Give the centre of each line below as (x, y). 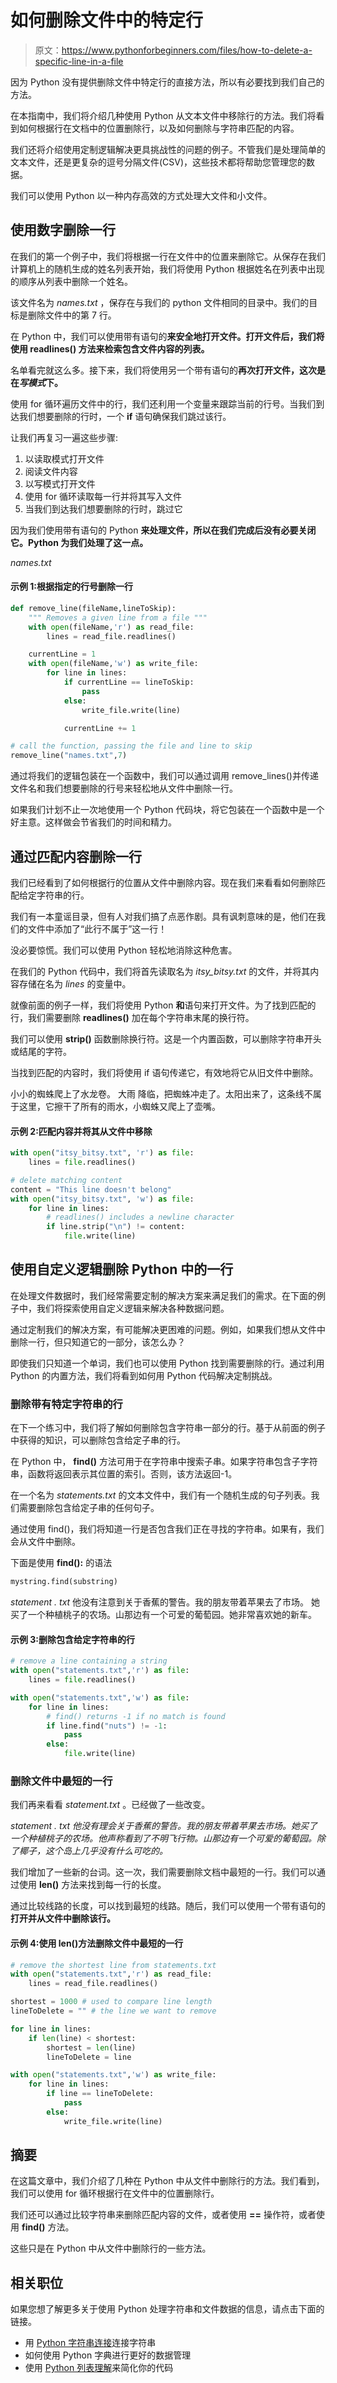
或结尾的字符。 (41, 1052)
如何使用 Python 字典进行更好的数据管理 (108, 2355)
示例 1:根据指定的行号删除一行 (72, 587)
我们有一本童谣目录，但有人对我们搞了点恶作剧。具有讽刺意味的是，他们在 (163, 917)
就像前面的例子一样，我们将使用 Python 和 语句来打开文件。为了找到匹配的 (163, 1005)
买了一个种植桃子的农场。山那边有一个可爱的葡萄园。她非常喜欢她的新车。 (163, 1615)
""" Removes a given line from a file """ (118, 617)
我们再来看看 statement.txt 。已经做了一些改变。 (110, 1805)
